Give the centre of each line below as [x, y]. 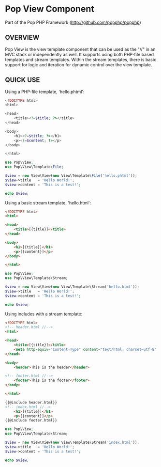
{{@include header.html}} [31, 402]
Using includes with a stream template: [44, 314]
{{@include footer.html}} [31, 420]
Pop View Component [50, 9]
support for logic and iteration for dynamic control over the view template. [79, 64]
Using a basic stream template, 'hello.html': [48, 202]
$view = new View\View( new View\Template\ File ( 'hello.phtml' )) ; [71, 176]
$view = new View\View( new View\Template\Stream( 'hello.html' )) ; [72, 287]
